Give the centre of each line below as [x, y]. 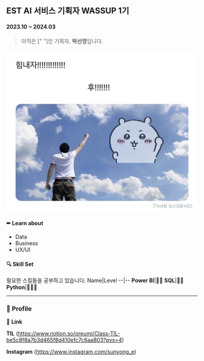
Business [26, 243]
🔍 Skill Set [20, 264]
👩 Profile [19, 309]
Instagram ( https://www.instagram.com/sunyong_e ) [71, 352]
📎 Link [14, 322]
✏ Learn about [25, 223]
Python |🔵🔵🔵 [22, 288]
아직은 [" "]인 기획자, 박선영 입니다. [62, 41]
